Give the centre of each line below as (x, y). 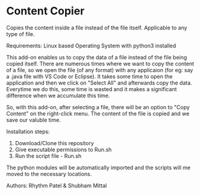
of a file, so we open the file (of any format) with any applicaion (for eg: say (100, 70)
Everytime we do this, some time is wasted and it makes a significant (92, 89)
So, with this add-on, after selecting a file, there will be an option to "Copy (98, 107)
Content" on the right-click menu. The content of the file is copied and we (98, 113)
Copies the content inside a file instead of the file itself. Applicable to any (97, 28)
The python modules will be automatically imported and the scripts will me (98, 167)
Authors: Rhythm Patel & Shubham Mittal (57, 185)
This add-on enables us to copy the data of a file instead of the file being (97, 57)
